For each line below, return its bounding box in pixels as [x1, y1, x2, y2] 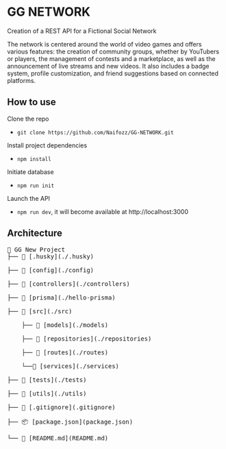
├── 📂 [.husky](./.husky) [7, 252, 95, 260]
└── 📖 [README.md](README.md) [7, 434, 109, 442]
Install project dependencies [7, 141, 88, 149]
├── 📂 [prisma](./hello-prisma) [7, 293, 116, 302]
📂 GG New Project [7, 245, 65, 254]
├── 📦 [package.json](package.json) [7, 417, 134, 426]
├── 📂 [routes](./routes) [21, 348, 109, 356]
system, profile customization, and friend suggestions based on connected [7, 69, 219, 77]
